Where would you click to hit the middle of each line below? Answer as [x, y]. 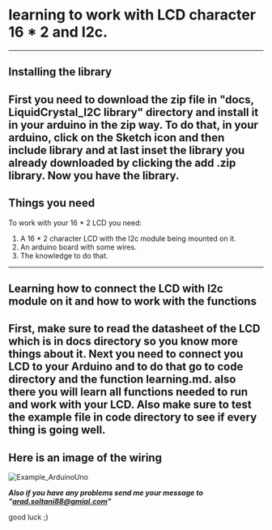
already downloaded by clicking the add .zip [122, 162]
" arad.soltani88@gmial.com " [60, 502]
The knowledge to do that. [64, 255]
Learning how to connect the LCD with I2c [116, 288]
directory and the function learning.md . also [122, 380]
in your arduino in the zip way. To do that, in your [134, 124]
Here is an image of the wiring [85, 457]
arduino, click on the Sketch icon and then [117, 137]
